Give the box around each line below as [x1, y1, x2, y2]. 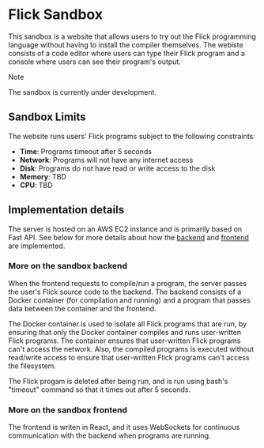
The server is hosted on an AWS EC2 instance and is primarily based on [8, 224, 243, 234]
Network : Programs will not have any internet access [19, 155, 194, 164]
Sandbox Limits [8, 111, 86, 124]
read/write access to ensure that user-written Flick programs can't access [8, 352, 250, 362]
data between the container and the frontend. [8, 303, 157, 313]
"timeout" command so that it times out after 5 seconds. [8, 385, 191, 394]
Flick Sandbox [8, 6, 104, 24]
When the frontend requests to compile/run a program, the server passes [8, 278, 247, 288]
